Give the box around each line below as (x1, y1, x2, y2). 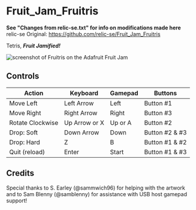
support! (6, 197, 28, 204)
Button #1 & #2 (144, 138, 187, 146)
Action (23, 89, 44, 97)
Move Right (9, 109, 41, 117)
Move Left (9, 99, 38, 107)
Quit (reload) (9, 148, 46, 156)
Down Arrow (64, 128, 99, 136)
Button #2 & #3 (144, 128, 187, 136)
